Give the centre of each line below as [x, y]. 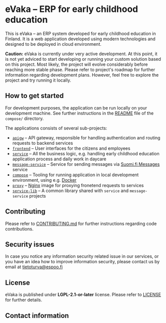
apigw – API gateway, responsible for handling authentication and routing [86, 137]
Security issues [30, 244]
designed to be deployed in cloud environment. [53, 44]
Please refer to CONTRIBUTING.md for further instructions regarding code [81, 223]
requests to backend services [43, 143]
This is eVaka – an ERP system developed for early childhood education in [81, 33]
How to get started [34, 96]
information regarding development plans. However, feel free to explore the [82, 75]
